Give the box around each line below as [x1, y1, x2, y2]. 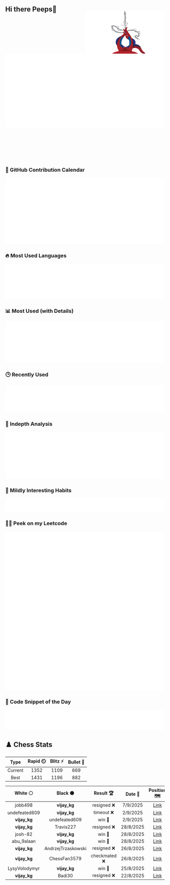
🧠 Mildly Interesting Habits [5, 487, 72, 494]
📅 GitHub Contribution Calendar [5, 166, 85, 173]
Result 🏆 [94, 790, 114, 796]
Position [148, 787, 166, 793]
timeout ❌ [93, 810, 114, 816]
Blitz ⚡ [50, 758, 64, 765]
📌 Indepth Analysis [5, 420, 53, 427]
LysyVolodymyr [7, 865, 40, 871]
